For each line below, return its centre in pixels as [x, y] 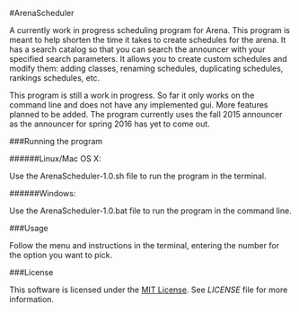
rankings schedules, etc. [55, 78]
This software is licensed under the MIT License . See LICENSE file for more [149, 290]
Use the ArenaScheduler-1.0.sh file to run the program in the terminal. [138, 176]
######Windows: [43, 193]
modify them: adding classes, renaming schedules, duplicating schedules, [146, 68]
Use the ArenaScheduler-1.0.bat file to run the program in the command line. [150, 211]
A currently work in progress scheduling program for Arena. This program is [149, 30]
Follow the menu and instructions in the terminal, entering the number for [145, 245]
